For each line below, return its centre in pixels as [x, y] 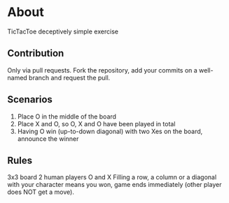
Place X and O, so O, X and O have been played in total [96, 123]
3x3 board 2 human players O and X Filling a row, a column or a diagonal [112, 177]
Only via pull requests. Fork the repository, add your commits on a [102, 70]
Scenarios [30, 99]
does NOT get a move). [41, 192]
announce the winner [48, 138]
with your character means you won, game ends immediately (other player [114, 185]
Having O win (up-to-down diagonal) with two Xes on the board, [110, 131]
